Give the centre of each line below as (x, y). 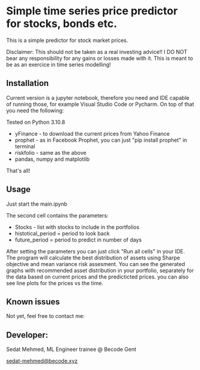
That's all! (18, 170)
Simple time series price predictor (92, 11)
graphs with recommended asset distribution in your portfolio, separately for (100, 270)
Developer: (27, 335)
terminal (25, 146)
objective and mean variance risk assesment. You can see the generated (96, 264)
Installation (27, 83)
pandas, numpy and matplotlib (52, 159)
